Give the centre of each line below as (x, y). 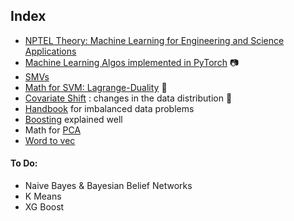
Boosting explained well (73, 119)
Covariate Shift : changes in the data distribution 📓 (128, 98)
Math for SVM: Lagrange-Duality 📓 (96, 87)
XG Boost (44, 207)
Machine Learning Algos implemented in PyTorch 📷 (132, 62)
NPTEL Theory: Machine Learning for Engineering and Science (154, 40)
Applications (50, 51)
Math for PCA (53, 130)
